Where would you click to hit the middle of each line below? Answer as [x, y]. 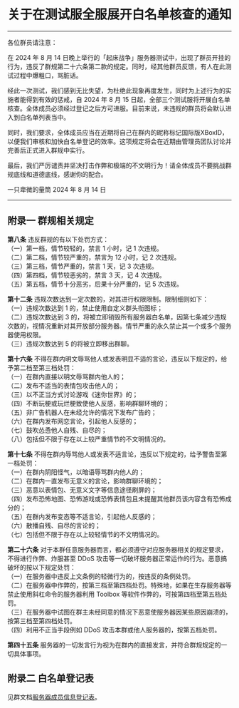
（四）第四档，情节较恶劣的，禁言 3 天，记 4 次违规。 [86, 275]
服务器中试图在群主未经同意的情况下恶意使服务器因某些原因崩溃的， [132, 612]
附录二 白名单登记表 [51, 678]
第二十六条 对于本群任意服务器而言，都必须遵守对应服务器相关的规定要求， [117, 549]
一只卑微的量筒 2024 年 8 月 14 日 [57, 189]
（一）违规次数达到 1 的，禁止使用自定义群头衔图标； [85, 308]
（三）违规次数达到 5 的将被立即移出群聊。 [70, 344]
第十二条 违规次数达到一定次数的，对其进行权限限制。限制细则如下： [108, 299]
